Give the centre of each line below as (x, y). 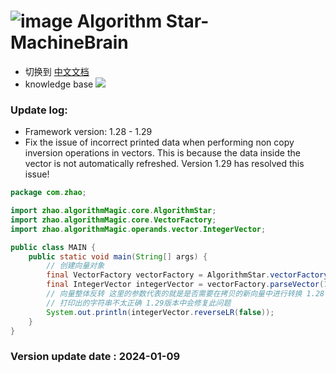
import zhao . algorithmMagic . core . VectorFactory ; (113, 220)
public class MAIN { (53, 247)
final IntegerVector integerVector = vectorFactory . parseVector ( (185, 285)
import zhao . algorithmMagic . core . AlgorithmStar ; (113, 211)
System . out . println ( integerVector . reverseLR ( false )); (160, 312)
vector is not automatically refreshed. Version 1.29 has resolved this (164, 164)
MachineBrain (69, 42)
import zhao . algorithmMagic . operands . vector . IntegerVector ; (138, 229)
